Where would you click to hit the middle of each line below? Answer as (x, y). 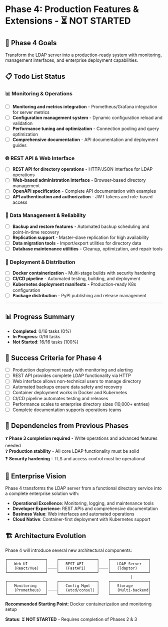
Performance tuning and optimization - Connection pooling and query (85, 129)
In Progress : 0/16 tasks (36, 337)
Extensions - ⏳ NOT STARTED (68, 21)
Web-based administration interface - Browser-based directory (79, 180)
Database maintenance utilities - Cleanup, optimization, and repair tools (87, 248)
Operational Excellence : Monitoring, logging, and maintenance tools (83, 504)
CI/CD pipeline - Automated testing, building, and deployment (76, 279)
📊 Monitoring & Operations (39, 94)
